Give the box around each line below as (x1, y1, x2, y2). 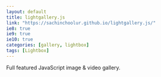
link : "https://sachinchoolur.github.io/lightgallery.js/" (6, 20, 156, 26)
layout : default (6, 8, 47, 15)
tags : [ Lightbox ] (6, 48, 49, 54)
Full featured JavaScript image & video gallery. (6, 64, 121, 71)
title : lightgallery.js (6, 14, 66, 20)
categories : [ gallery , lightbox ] (6, 42, 89, 48)
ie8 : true (6, 25, 31, 32)
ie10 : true (6, 36, 33, 42)
